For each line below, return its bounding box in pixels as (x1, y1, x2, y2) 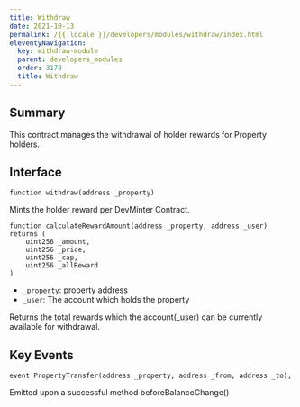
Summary (9, 105, 66, 121)
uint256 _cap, (25, 253, 78, 262)
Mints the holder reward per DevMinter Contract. (9, 204, 191, 215)
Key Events (9, 348, 74, 363)
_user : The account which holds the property (22, 294, 190, 305)
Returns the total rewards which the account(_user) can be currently (9, 312, 263, 322)
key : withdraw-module (17, 47, 99, 56)
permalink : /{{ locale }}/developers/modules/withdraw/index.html (9, 30, 264, 39)
